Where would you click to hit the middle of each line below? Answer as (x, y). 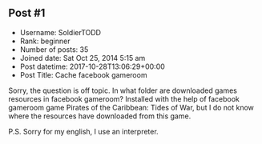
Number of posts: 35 (54, 49)
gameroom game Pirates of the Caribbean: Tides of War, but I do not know (131, 107)
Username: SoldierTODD (60, 32)
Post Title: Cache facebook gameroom (83, 74)
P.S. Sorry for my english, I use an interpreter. (83, 131)
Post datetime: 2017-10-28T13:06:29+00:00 (93, 66)
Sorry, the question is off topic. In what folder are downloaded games (123, 90)
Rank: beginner (45, 41)
